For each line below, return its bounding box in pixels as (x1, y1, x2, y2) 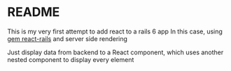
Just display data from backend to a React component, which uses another (7, 48, 224, 56)
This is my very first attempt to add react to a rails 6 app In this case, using (7, 27, 223, 35)
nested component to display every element (7, 55, 134, 63)
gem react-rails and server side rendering (7, 34, 128, 42)
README (7, 4, 60, 20)
